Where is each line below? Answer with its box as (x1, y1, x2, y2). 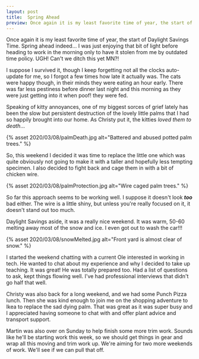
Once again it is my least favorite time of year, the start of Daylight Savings (6, 36, 189, 43)
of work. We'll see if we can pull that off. (6, 346, 105, 354)
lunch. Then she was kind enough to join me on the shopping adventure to (6, 297, 188, 304)
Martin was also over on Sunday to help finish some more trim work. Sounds (6, 327, 193, 335)
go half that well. (6, 279, 47, 286)
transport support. (6, 316, 51, 323)
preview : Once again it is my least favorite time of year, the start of (6, 20, 193, 26)
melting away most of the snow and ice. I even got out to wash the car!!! (6, 224, 183, 232)
